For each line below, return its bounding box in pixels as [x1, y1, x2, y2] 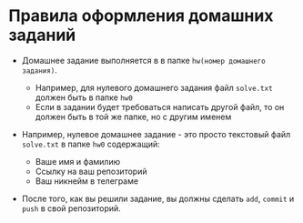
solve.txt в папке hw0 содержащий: [21, 138, 160, 149]
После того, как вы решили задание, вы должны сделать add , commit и [21, 193, 295, 204]
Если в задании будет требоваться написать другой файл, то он [35, 101, 285, 112]
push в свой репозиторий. [21, 202, 122, 214]
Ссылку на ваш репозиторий [35, 166, 147, 177]
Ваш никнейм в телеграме [35, 175, 138, 187]
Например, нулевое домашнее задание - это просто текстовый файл [21, 128, 291, 139]
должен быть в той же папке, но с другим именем [35, 111, 232, 122]
